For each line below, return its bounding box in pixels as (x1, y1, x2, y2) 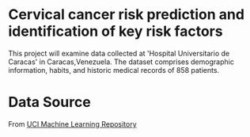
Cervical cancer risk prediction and (8, 6, 245, 24)
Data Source (8, 93, 91, 112)
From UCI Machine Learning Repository (8, 119, 137, 128)
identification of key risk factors (8, 22, 223, 40)
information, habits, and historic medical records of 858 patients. (8, 65, 220, 74)
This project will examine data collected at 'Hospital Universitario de (8, 48, 230, 58)
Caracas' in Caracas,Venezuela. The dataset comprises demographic (8, 57, 235, 67)
